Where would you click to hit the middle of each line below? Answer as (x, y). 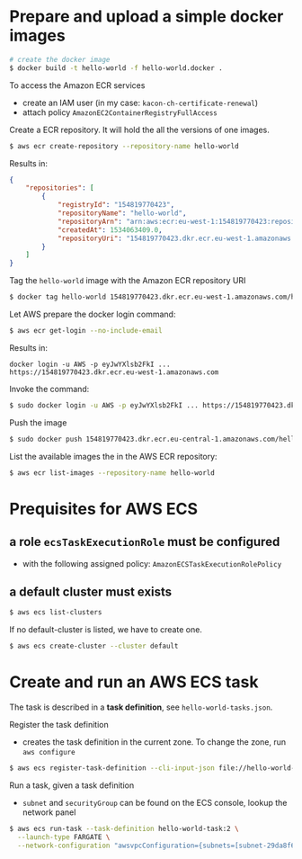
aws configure (49, 753)
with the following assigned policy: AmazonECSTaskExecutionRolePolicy (152, 563)
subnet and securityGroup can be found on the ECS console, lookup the (155, 802)
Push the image (38, 422)
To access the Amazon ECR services (77, 85)
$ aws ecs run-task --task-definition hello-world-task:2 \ (124, 828)
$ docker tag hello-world (58, 297)
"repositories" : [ (60, 188)
